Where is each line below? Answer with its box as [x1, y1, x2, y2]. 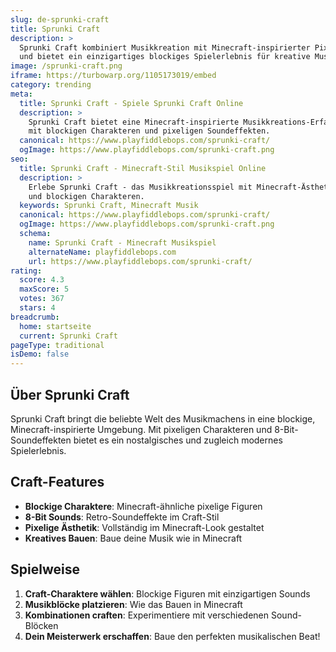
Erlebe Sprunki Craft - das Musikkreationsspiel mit [28, 182, 253, 192]
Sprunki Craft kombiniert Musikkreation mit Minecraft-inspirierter [19, 42, 311, 53]
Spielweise [10, 561, 80, 578]
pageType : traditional [10, 340, 105, 350]
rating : [10, 266, 43, 276]
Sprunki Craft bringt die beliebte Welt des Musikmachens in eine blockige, [10, 412, 316, 425]
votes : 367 [19, 294, 65, 304]
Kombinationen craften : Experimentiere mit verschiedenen [24, 609, 270, 621]
